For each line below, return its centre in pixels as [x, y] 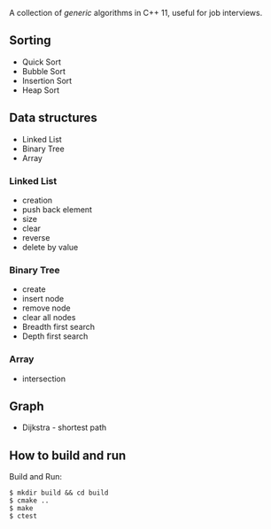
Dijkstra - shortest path [64, 427]
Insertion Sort [47, 80]
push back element [57, 209]
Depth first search [55, 336]
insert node [43, 299]
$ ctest [23, 517]
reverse [36, 237]
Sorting [30, 40]
